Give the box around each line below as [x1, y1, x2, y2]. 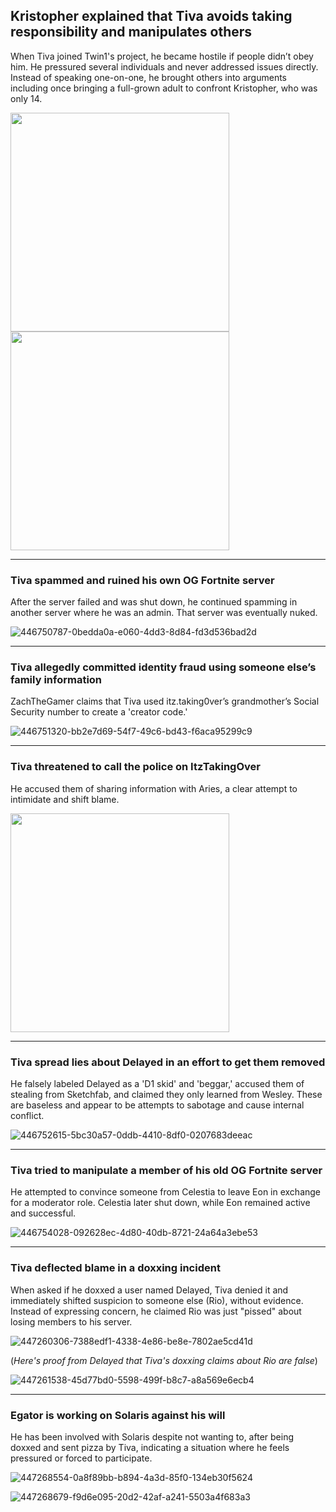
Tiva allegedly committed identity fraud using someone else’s [10, 660, 317, 674]
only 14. [10, 92, 43, 104]
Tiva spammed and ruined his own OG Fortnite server [10, 573, 275, 587]
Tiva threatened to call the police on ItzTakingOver [10, 760, 261, 774]
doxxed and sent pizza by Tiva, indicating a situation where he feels [10, 1441, 290, 1453]
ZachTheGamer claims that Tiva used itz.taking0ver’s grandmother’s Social [10, 695, 320, 708]
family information [10, 673, 103, 687]
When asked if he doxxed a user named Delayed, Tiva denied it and [10, 1284, 289, 1296]
